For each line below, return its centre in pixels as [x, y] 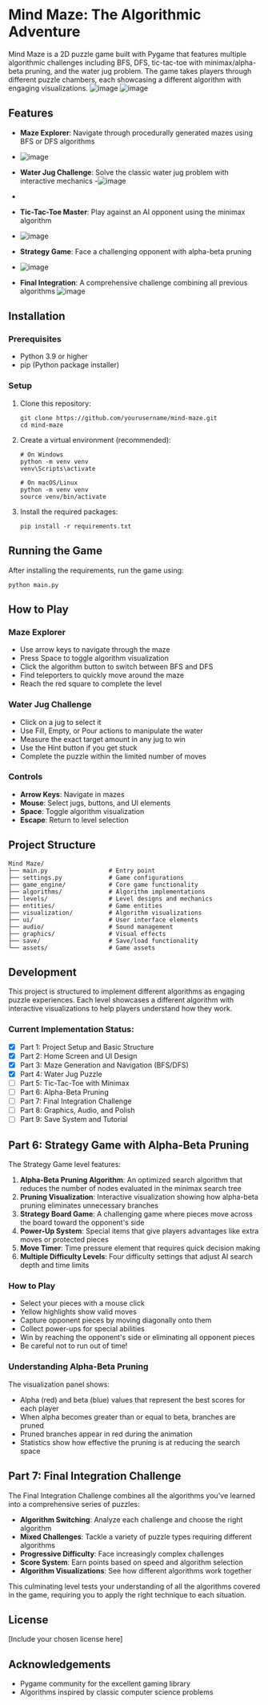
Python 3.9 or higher [54, 356]
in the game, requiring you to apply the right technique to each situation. [127, 1594]
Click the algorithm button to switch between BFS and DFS [116, 666]
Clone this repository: [55, 403]
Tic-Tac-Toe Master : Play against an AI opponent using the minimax [132, 212]
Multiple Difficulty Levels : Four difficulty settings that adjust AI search [136, 1257]
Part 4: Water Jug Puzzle [61, 1074]
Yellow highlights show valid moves [78, 1312]
